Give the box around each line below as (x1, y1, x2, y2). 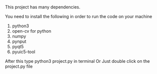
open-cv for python (12, 28, 52, 34)
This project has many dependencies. (5, 4, 81, 10)
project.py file (5, 63, 33, 69)
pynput (12, 38, 27, 44)
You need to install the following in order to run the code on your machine (5, 14, 152, 19)
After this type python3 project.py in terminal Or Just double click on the (5, 58, 150, 64)
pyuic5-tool (12, 49, 35, 55)
